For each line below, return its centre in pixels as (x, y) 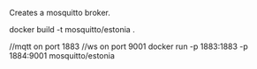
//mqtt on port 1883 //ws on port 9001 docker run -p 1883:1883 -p (129, 46)
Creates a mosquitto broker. (60, 13)
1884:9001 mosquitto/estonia (62, 55)
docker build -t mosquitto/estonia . (72, 29)
